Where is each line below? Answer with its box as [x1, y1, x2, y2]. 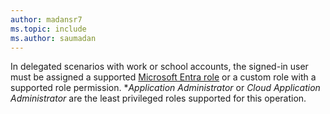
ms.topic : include [10, 24, 87, 34]
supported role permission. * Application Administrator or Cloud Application [10, 82, 321, 94]
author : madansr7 [10, 14, 83, 25]
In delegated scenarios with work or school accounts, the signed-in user [10, 61, 309, 73]
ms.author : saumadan [10, 33, 97, 43]
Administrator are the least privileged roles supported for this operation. [10, 92, 307, 105]
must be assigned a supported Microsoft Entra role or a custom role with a [10, 71, 317, 83]
